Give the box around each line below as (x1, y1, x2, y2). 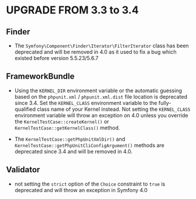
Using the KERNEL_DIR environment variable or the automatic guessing (14, 87, 183, 94)
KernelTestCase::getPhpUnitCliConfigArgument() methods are (14, 141, 165, 149)
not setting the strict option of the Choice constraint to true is (14, 180, 166, 187)
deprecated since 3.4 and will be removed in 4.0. (14, 148, 133, 155)
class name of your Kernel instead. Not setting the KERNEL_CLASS (37, 106, 191, 113)
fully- (158, 99, 171, 106)
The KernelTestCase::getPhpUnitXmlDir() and (14, 135, 126, 142)
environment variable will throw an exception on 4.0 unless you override (14, 111, 188, 118)
